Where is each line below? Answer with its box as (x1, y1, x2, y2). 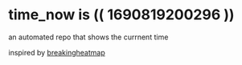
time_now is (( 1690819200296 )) (8, 6, 235, 24)
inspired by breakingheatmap (8, 47, 106, 57)
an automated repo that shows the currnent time (8, 32, 169, 42)
